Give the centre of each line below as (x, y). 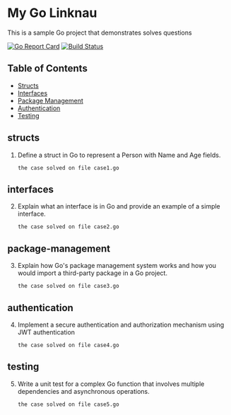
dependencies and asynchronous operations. (83, 391)
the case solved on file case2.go (68, 227)
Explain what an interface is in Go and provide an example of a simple (119, 206)
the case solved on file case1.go (68, 168)
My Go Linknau (52, 13)
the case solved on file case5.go (68, 404)
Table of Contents (48, 69)
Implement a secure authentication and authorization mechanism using (121, 325)
